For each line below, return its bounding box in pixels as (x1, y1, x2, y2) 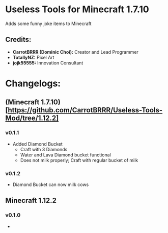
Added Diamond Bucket (12, 141, 63, 147)
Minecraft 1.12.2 (5, 196, 57, 205)
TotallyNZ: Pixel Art (12, 54, 54, 60)
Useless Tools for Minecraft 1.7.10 (5, 4, 149, 15)
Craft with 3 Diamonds (20, 146, 68, 152)
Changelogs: (5, 78, 61, 89)
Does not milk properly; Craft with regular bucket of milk (20, 157, 138, 163)
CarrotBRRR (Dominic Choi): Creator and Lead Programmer (12, 49, 139, 55)
